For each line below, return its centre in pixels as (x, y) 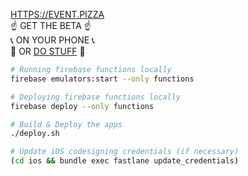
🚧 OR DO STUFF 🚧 (48, 51)
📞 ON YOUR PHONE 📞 (52, 40)
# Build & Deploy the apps (66, 124)
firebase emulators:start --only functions (102, 79)
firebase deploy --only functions (82, 106)
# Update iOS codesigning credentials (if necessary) (125, 152)
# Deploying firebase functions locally (96, 97)
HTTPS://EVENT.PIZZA (57, 14)
